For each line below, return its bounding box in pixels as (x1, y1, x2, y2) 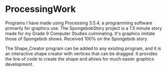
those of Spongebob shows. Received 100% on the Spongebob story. (5, 36, 149, 42)
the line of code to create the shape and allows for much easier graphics (5, 56, 155, 62)
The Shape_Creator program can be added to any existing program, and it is (5, 45, 161, 51)
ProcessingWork (5, 3, 76, 15)
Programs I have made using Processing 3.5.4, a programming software (5, 20, 153, 26)
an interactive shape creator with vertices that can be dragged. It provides (5, 51, 158, 57)
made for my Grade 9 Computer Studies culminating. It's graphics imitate (5, 30, 156, 36)
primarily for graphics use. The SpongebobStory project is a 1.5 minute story (5, 25, 162, 31)
